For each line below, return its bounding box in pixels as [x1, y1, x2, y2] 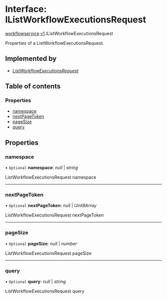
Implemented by [5, 55, 57, 63]
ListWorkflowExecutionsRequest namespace [5, 174, 96, 180]
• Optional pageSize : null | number [5, 240, 77, 246]
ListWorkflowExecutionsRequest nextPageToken [5, 212, 104, 218]
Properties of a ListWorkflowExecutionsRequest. [5, 40, 104, 46]
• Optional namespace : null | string [5, 165, 79, 171]
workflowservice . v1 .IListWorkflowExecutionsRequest [5, 30, 113, 36]
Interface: [5, 3, 47, 15]
